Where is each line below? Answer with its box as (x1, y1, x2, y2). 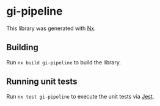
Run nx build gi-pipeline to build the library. (6, 58, 121, 66)
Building (6, 42, 38, 53)
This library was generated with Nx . (6, 25, 96, 32)
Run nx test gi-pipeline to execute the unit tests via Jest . (6, 93, 155, 100)
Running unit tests (6, 77, 78, 87)
